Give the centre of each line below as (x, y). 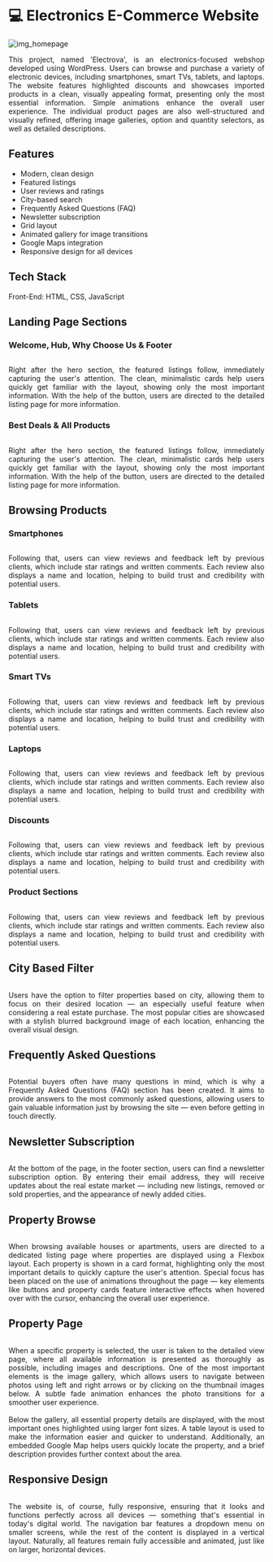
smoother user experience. (54, 1402)
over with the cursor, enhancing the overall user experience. (109, 1298)
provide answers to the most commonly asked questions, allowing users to (136, 1099)
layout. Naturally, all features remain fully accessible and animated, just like (136, 1541)
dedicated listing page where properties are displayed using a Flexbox (136, 1255)
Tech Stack (37, 277)
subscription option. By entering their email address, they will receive (136, 1177)
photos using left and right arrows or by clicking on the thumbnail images (136, 1385)
